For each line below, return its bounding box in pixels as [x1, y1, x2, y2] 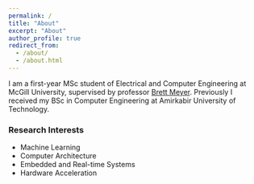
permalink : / [8, 11, 52, 20]
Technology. [8, 104, 50, 113]
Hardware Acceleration [19, 168, 98, 178]
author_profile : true [8, 34, 81, 43]
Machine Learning [19, 142, 81, 153]
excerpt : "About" [8, 27, 67, 35]
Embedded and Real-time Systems [19, 160, 135, 170]
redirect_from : [8, 42, 60, 50]
